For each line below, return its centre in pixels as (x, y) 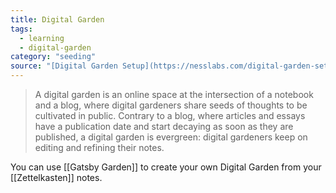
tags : (21, 29)
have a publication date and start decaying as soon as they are (164, 126)
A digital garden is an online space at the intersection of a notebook (174, 94)
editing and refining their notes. (99, 147)
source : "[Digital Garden (64, 66)
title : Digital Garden (57, 19)
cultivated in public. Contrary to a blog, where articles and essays (170, 115)
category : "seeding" (53, 57)
